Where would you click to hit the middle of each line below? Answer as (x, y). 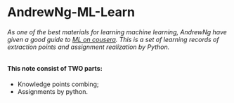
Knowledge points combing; (58, 84)
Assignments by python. (52, 91)
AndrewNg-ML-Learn (71, 12)
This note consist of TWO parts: (55, 69)
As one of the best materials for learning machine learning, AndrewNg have (117, 32)
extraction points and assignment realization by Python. (89, 47)
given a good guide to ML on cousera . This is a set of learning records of (113, 39)
